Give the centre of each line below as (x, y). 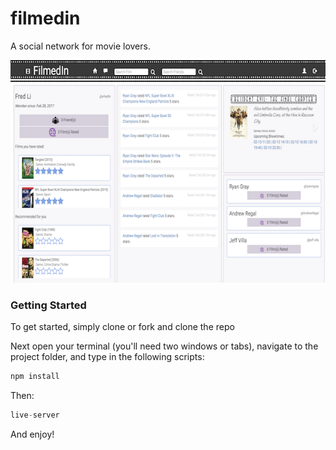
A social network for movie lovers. (80, 46)
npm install (35, 377)
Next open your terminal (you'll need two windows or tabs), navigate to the (164, 346)
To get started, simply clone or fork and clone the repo (122, 327)
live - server (35, 415)
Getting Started (48, 305)
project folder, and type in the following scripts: (107, 357)
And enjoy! (32, 434)
